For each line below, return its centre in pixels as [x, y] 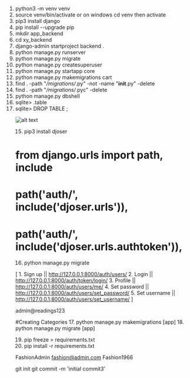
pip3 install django [38, 21]
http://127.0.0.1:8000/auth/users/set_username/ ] [74, 299]
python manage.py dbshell [47, 96]
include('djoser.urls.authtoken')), [99, 246]
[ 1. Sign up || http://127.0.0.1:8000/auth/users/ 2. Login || [84, 274]
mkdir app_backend [39, 34]
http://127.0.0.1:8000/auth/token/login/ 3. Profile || [75, 281]
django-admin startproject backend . [60, 46]
